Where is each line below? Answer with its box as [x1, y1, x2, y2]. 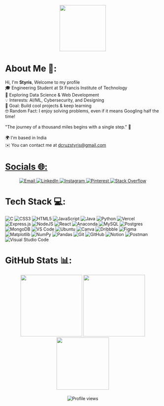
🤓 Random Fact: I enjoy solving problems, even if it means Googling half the [5, 108, 159, 114]
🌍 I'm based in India [5, 135, 47, 140]
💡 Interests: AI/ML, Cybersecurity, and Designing [5, 97, 104, 103]
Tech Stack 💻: [5, 196, 66, 207]
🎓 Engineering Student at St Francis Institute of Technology [5, 85, 128, 91]
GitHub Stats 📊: [5, 255, 72, 266]
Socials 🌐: [5, 161, 48, 172]
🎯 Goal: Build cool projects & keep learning [5, 102, 92, 108]
